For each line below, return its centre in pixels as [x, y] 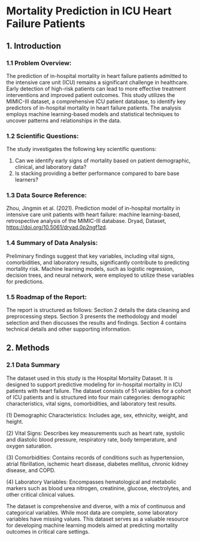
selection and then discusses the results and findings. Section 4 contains [96, 323]
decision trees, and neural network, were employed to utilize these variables [100, 275]
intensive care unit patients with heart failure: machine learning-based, [93, 214]
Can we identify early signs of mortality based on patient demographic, [103, 161]
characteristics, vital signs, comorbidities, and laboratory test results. [91, 403]
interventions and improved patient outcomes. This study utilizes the [91, 95]
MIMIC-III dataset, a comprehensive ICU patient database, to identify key [96, 101]
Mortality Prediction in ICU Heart [89, 11]
